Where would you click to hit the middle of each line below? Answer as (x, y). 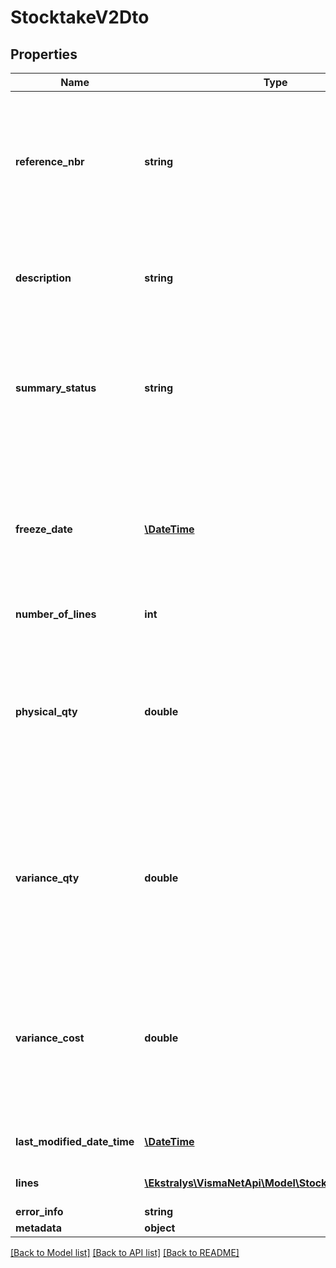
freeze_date (44, 529)
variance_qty (47, 878)
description (43, 278)
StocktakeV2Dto (80, 17)
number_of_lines (56, 614)
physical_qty (46, 711)
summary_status (56, 388)
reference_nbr (50, 161)
